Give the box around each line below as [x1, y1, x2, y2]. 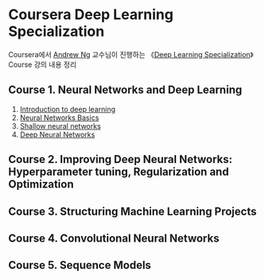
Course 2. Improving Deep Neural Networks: [8, 153, 233, 166]
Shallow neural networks [19, 121, 101, 130]
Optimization [8, 177, 74, 192]
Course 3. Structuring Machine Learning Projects [8, 204, 257, 218]
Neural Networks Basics [19, 113, 99, 122]
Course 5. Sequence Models [8, 258, 151, 272]
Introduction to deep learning [19, 104, 116, 114]
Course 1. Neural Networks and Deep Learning [8, 83, 243, 97]
